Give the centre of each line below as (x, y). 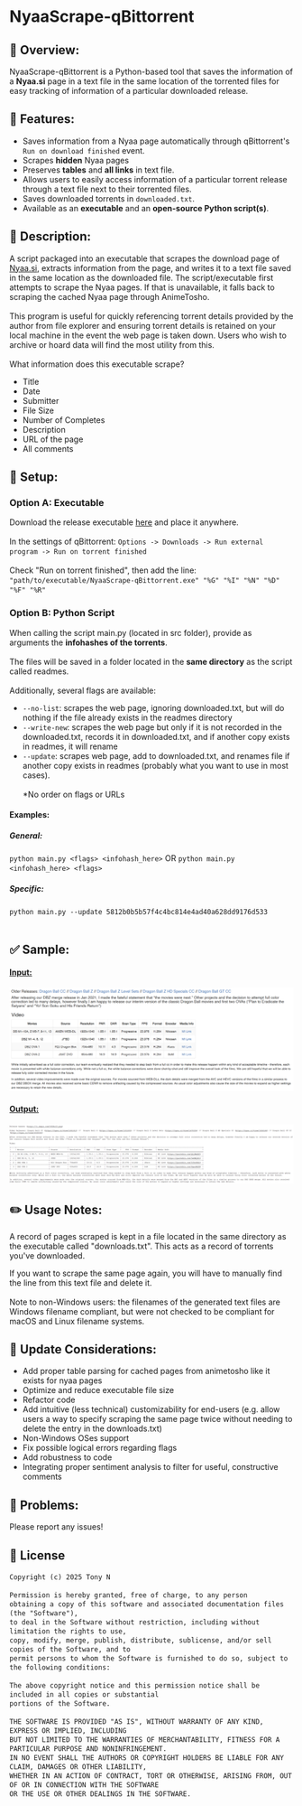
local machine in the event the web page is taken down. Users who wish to (148, 335)
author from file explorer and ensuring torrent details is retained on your (143, 325)
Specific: (27, 888)
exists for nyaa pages (62, 1380)
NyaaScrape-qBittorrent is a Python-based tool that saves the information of (151, 71)
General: (26, 835)
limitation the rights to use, (68, 1632)
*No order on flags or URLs (73, 794)
